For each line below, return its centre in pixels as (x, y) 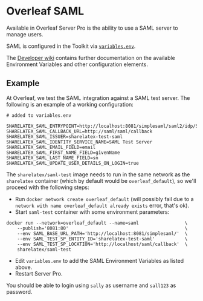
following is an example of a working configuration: (70, 104)
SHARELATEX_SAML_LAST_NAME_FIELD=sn (52, 158)
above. (24, 267)
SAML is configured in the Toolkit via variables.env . (71, 46)
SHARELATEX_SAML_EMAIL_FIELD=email (51, 147)
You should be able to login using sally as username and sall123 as (91, 285)
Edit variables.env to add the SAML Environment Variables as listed (99, 260)
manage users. (25, 34)
